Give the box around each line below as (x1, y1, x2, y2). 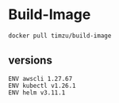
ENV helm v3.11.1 (8, 89, 66, 97)
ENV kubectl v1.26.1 (8, 82, 77, 90)
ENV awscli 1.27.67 (8, 74, 73, 82)
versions (8, 54, 53, 67)
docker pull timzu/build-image (8, 32, 112, 40)
